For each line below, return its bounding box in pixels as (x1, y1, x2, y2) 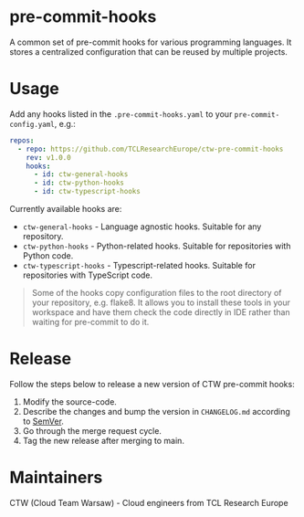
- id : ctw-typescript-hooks (33, 187, 142, 196)
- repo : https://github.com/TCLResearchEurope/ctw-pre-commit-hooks (17, 144, 284, 153)
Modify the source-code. (22, 396, 117, 407)
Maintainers (9, 468, 103, 488)
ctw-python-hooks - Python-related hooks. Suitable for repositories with (22, 240, 291, 251)
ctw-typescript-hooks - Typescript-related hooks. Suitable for (22, 260, 256, 270)
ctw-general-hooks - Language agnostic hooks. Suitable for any (22, 221, 262, 232)
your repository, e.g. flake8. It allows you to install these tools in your (31, 297, 290, 308)
